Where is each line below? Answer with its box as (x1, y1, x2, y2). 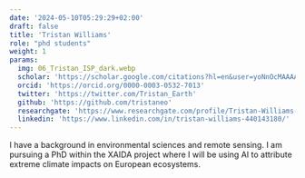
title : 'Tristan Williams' (9, 30, 112, 39)
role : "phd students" (9, 38, 92, 48)
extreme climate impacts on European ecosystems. (9, 159, 202, 170)
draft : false (9, 22, 59, 31)
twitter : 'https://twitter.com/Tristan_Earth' (17, 89, 197, 98)
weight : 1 (9, 47, 47, 56)
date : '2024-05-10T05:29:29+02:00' (9, 13, 144, 23)
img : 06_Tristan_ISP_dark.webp (17, 64, 136, 74)
